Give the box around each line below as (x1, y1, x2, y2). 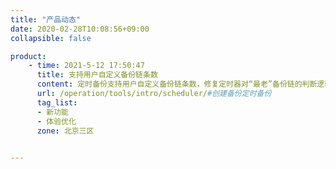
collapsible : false (10, 33, 92, 43)
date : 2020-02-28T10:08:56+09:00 (10, 24, 150, 34)
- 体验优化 (36, 116, 77, 126)
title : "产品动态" (10, 14, 82, 25)
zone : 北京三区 (36, 126, 95, 136)
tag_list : (36, 97, 78, 108)
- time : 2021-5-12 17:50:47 (28, 61, 145, 71)
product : (10, 51, 47, 61)
